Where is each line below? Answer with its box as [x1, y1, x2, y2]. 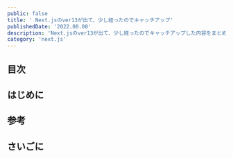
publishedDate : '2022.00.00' [7, 23, 92, 30]
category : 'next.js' [7, 36, 67, 43]
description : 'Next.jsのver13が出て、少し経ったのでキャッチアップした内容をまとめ [7, 29, 227, 37]
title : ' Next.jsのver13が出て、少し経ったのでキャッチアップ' [7, 17, 173, 24]
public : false [7, 10, 49, 17]
